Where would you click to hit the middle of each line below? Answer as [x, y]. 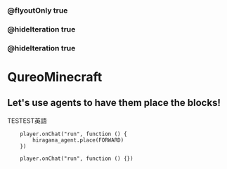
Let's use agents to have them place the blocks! [114, 103]
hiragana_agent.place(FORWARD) [78, 140]
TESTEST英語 [27, 121]
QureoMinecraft [55, 77]
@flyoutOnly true [38, 11]
